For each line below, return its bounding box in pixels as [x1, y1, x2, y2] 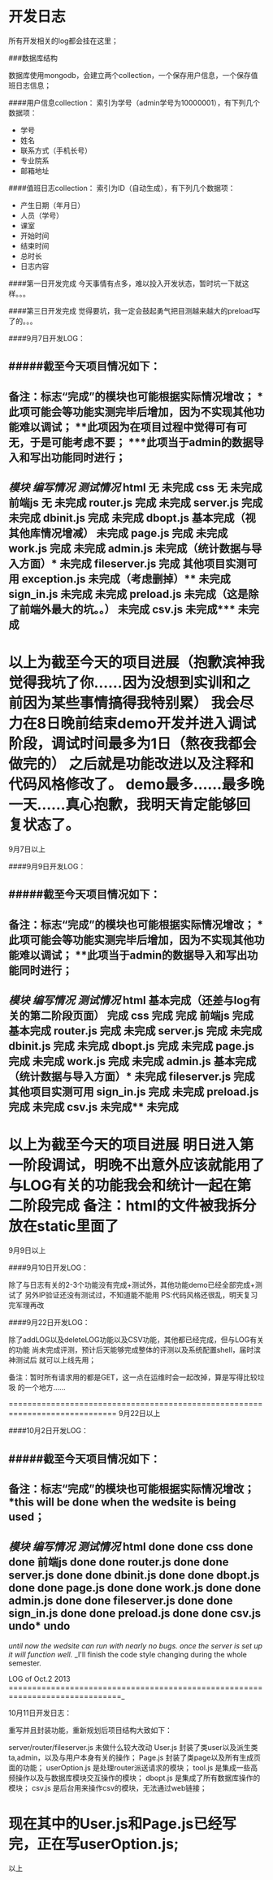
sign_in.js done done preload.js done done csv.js [8, 1606, 262, 1621]
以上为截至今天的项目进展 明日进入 [8, 1136, 240, 1154]
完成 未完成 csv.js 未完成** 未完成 [8, 1100, 179, 1114]
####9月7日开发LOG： [8, 333, 85, 343]
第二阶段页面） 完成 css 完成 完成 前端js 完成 [29, 1009, 254, 1023]
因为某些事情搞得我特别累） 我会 [23, 694, 240, 713]
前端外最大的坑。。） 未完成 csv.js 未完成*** [19, 603, 236, 617]
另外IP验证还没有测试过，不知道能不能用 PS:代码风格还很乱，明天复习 [24, 1290, 258, 1300]
